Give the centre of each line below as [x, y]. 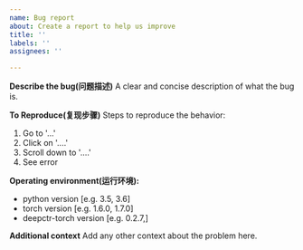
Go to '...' [39, 133]
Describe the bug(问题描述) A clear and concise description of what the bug [152, 86]
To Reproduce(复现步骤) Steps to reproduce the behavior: [118, 115]
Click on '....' [45, 143]
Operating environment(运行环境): [75, 181]
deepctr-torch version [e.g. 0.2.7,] [85, 218]
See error [40, 162]
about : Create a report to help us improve [93, 26]
